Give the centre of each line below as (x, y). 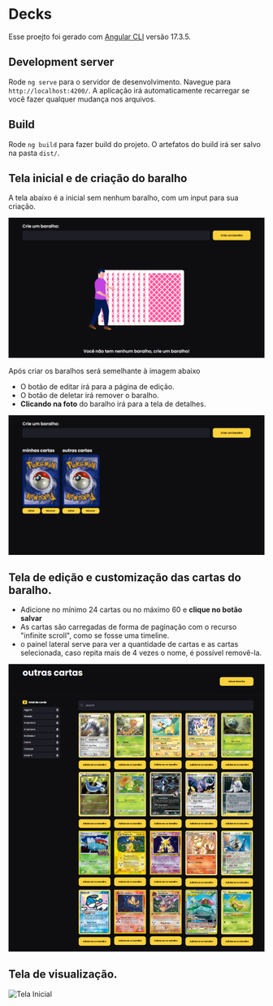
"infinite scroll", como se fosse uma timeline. (95, 635)
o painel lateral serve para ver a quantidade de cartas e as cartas (129, 644)
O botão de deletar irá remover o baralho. (90, 395)
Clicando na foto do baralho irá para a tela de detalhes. (113, 404)
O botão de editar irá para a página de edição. (97, 386)
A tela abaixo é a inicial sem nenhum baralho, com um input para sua (123, 198)
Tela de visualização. (63, 975)
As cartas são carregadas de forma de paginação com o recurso (128, 627)
